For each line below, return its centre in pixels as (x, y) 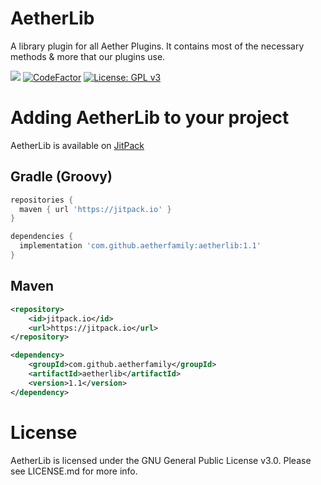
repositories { (42, 200)
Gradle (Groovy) (61, 177)
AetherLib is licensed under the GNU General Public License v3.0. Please (161, 460)
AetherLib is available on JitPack (77, 145)
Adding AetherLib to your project (150, 118)
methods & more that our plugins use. (88, 56)
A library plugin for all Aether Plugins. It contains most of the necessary (157, 46)
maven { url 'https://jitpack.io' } (95, 209)
